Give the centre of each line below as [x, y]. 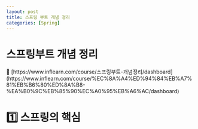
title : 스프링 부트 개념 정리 [38, 17]
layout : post [22, 12]
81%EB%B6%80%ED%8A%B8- [46, 85]
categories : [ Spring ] [33, 23]
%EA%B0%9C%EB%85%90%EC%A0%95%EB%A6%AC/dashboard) [93, 91]
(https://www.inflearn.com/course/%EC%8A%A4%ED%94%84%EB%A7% [99, 79]
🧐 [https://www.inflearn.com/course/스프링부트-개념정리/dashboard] [89, 72]
